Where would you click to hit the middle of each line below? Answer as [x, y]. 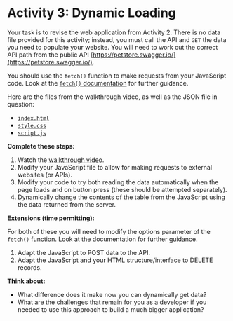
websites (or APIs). [45, 175]
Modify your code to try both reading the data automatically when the [118, 182]
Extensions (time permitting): [51, 218]
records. [29, 267]
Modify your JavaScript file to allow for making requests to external [115, 167]
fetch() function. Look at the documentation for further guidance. [102, 239]
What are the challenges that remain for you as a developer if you [112, 302]
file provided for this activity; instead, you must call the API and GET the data [117, 39]
